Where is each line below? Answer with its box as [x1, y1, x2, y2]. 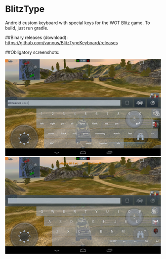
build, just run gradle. [5, 25, 48, 31]
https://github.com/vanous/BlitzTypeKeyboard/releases [5, 39, 118, 45]
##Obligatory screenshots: [5, 49, 60, 55]
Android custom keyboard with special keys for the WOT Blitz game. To [5, 20, 150, 26]
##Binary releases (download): [5, 34, 68, 40]
